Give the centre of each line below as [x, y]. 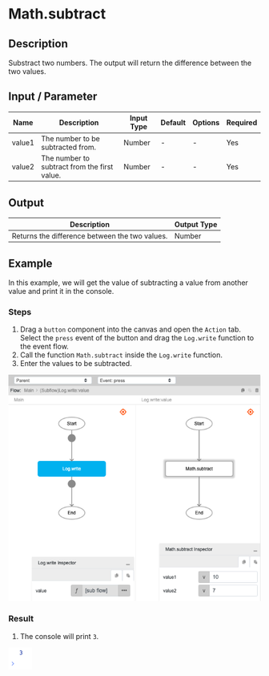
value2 [23, 166]
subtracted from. [69, 147]
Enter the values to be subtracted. [76, 364]
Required [242, 122]
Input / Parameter [53, 97]
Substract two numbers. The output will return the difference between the [130, 63]
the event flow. [44, 347]
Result [21, 619]
